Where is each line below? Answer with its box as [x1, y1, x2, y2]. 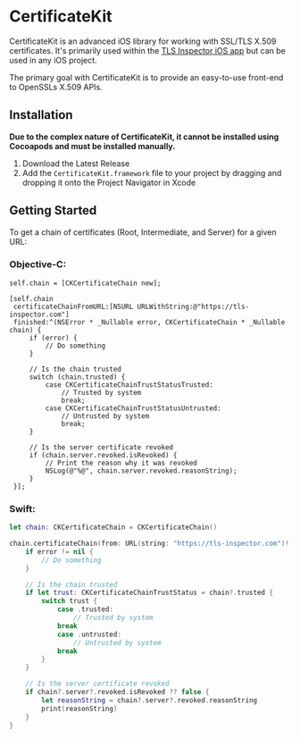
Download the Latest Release [21, 158, 130, 169]
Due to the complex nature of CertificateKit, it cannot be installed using [9, 131, 279, 142]
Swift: [9, 502, 36, 515]
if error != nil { [25, 547, 94, 556]
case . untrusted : [56, 630, 122, 639]
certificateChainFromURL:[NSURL [12, 302, 134, 311]
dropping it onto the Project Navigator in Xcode [21, 177, 196, 188]
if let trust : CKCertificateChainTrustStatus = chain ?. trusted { [25, 588, 274, 598]
